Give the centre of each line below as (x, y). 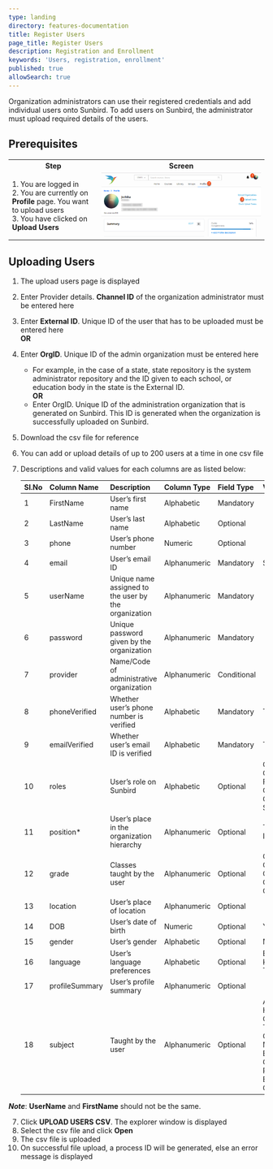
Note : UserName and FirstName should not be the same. (105, 1106)
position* (65, 832)
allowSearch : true (39, 77)
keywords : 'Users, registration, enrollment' (87, 60)
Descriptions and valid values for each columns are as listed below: (133, 469)
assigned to (129, 587)
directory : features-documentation (69, 26)
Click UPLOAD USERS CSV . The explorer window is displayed (123, 1122)
